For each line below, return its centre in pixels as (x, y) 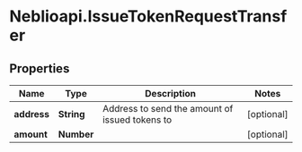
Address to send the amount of (168, 109)
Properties (40, 68)
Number (76, 134)
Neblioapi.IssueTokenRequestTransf (148, 17)
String (71, 114)
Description (170, 93)
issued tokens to (137, 120)
